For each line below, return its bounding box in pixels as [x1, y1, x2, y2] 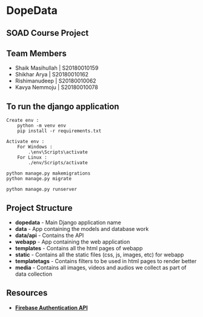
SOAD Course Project [6, 28, 89, 38]
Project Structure [6, 202, 73, 213]
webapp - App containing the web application [15, 238, 130, 245]
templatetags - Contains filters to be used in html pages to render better [15, 258, 197, 265]
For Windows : [17, 144, 53, 150]
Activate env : [6, 139, 45, 145]
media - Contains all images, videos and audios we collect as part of [15, 264, 187, 272]
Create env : [6, 118, 39, 124]
